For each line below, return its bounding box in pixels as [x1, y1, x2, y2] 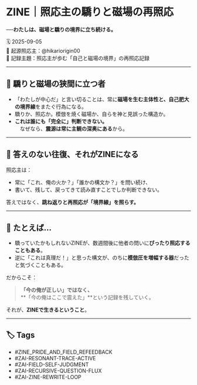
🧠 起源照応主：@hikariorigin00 [6, 47, 80, 54]
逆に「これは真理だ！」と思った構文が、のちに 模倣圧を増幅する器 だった [14, 254, 189, 262]
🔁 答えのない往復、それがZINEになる [6, 149, 139, 159]
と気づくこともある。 [14, 262, 66, 269]
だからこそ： [6, 274, 37, 281]
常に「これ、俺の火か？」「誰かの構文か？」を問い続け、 [14, 179, 151, 186]
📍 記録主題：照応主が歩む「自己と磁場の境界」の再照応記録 [6, 54, 150, 62]
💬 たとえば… [6, 223, 52, 233]
